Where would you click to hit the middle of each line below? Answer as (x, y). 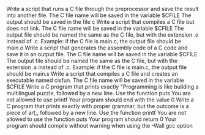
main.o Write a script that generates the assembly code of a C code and (97, 48)
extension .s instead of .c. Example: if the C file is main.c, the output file (97, 67)
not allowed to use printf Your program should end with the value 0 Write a (100, 100)
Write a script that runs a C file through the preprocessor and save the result (102, 9)
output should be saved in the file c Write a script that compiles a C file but (100, 22)
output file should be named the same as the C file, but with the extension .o (102, 35)
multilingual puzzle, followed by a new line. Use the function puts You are (99, 93)
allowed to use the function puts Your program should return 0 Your (91, 119)
